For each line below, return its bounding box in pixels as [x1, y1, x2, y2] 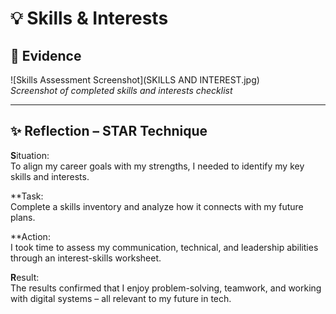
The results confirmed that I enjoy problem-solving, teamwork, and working [10, 282, 322, 294]
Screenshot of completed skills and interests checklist [10, 85, 233, 96]
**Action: [10, 230, 51, 242]
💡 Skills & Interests [10, 7, 169, 30]
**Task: [10, 190, 44, 202]
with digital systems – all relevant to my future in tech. [10, 292, 232, 304]
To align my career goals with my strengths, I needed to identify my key [10, 160, 305, 172]
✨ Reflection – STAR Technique [10, 123, 208, 140]
